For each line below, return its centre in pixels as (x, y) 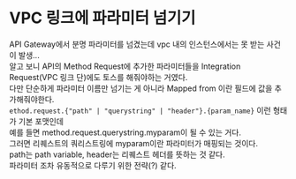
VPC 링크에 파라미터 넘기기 (102, 18)
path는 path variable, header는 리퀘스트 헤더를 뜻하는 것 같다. (117, 154)
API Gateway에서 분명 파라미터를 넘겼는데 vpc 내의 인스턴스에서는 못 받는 (137, 44)
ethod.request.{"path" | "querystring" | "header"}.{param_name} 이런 (140, 110)
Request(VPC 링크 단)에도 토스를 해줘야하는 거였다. (99, 77)
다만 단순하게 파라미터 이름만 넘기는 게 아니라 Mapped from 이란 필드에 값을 (141, 88)
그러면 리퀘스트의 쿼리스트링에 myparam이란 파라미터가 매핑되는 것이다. (134, 143)
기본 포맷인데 (41, 121)
